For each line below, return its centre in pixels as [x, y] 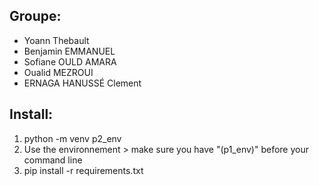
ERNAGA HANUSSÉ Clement [82, 83]
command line [53, 160]
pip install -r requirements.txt [83, 170]
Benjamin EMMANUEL [69, 51]
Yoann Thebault [56, 40]
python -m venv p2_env [72, 138]
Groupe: [35, 16]
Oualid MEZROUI [58, 72]
